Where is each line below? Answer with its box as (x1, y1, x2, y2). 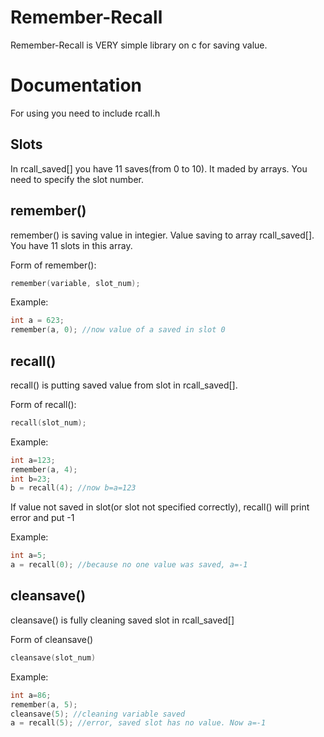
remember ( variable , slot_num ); (10, 278, 141, 288)
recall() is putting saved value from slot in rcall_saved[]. (10, 379, 238, 391)
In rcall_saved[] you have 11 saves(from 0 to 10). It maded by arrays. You (10, 162, 308, 175)
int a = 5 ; (10, 551, 47, 561)
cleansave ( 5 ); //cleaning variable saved (10, 709, 186, 719)
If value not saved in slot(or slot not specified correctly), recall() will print (10, 501, 310, 513)
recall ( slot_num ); (10, 417, 87, 428)
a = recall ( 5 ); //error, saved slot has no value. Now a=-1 (10, 718, 267, 728)
